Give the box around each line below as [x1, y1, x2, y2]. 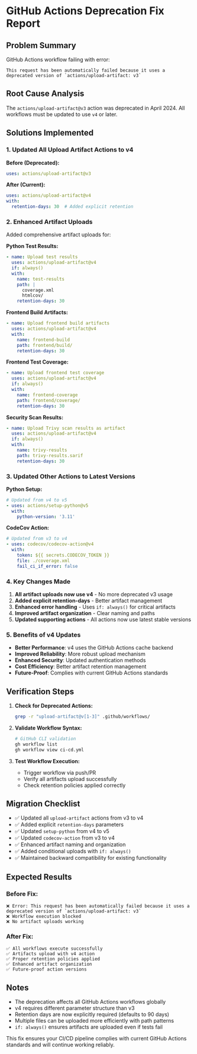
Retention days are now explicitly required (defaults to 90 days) [14, 1011, 170, 1018]
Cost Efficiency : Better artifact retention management [14, 663, 147, 670]
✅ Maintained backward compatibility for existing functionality [14, 854, 167, 862]
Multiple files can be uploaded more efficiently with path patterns [14, 1017, 175, 1024]
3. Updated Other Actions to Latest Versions [6, 472, 135, 480]
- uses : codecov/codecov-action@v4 [6, 541, 94, 547]
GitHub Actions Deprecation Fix [6, 4, 164, 18]
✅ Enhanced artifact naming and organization [14, 841, 126, 848]
